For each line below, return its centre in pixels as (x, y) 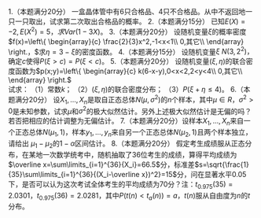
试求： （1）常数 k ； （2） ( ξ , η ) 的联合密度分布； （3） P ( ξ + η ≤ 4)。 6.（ (126, 90)
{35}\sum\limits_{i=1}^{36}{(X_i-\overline (74, 174)
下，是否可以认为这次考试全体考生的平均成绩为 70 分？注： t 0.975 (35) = (121, 185)
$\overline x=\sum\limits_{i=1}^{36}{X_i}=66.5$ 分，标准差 (101, 164)
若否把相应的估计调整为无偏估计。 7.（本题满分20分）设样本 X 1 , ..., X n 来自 (126, 122)
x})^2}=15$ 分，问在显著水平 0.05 (194, 174)
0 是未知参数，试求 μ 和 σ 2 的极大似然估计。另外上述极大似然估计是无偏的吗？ (130, 110)
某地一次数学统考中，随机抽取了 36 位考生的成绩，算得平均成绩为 (133, 154)
